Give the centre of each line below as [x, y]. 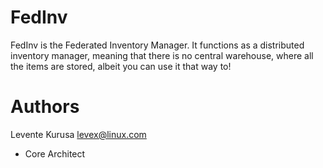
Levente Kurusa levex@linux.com [78, 134]
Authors [45, 107]
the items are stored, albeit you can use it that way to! [121, 66]
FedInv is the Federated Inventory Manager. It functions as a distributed [157, 45]
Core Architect [55, 153]
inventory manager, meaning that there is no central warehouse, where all [162, 55]
